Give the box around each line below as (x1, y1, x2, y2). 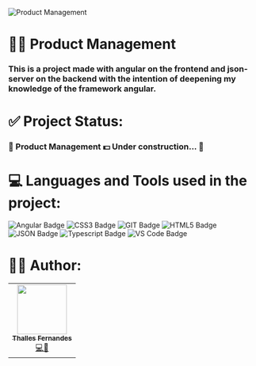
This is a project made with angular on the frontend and (8, 63, 226, 74)
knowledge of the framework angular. (8, 83, 157, 94)
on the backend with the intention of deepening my (35, 74, 236, 85)
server (8, 74, 34, 85)
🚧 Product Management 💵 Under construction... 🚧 (8, 141, 204, 152)
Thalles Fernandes (12, 334, 73, 343)
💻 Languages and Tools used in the (8, 172, 247, 190)
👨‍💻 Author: (8, 257, 82, 275)
